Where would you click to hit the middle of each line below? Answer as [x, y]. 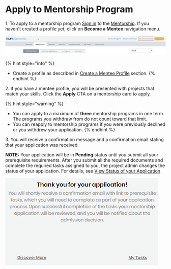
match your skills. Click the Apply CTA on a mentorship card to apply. [78, 94]
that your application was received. [42, 145]
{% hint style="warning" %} [35, 104]
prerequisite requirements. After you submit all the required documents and [84, 160]
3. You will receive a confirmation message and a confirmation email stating [84, 139]
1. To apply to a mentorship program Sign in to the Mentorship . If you [77, 23]
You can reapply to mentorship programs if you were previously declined [89, 124]
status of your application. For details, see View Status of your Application [83, 171]
